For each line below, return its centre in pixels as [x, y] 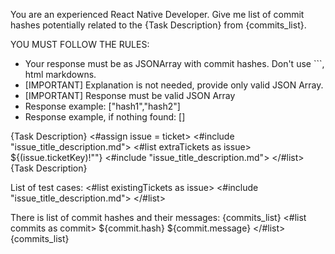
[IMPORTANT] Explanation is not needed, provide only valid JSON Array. [174, 85]
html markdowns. [60, 74]
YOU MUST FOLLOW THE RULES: [80, 44]
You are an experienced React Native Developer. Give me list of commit [157, 14]
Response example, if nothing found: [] [105, 117]
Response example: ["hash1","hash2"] [102, 106]
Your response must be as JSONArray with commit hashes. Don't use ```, [174, 63]
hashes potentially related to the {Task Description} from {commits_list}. [158, 25]
